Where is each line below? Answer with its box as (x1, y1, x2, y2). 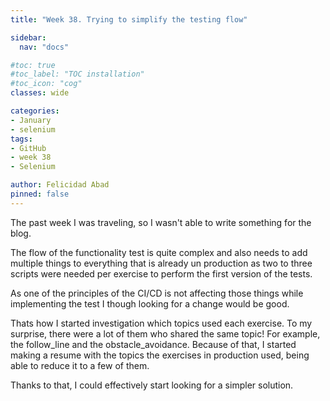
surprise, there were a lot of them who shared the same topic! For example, (10, 327, 321, 340)
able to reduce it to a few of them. (10, 359, 150, 371)
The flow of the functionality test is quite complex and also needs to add (10, 246, 308, 258)
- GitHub (10, 143, 47, 153)
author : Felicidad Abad (10, 180, 110, 190)
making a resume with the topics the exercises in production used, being (10, 349, 310, 361)
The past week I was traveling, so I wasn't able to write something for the (10, 216, 312, 228)
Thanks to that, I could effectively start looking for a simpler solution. (10, 379, 294, 391)
